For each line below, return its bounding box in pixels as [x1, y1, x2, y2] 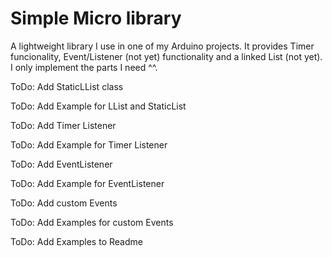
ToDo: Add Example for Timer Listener [10, 138, 168, 151]
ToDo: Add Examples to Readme [10, 235, 143, 247]
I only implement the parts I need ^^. [10, 61, 158, 73]
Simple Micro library [10, 7, 182, 30]
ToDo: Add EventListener [10, 158, 113, 170]
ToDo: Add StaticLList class [10, 80, 124, 92]
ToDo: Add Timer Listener [10, 119, 117, 131]
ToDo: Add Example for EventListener [10, 177, 165, 189]
